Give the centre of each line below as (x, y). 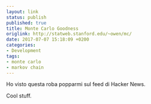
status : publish (26, 17)
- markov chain (25, 67)
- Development (24, 51)
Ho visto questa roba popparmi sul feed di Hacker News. (76, 84)
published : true (26, 23)
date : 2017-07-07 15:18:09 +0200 (48, 39)
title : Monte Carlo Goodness (42, 28)
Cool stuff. (19, 96)
